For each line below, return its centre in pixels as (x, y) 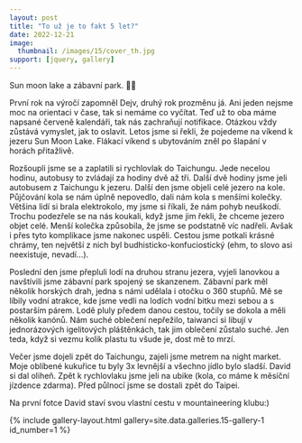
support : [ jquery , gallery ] (62, 60)
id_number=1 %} (40, 430)
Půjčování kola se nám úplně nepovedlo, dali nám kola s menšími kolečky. (146, 197)
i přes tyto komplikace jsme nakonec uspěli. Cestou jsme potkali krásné (142, 235)
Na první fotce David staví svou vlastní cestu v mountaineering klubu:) (140, 403)
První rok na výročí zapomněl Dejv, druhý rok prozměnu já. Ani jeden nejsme (151, 103)
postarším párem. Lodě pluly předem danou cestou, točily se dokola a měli (148, 310)
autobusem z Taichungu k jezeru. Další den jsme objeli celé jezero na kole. (147, 187)
